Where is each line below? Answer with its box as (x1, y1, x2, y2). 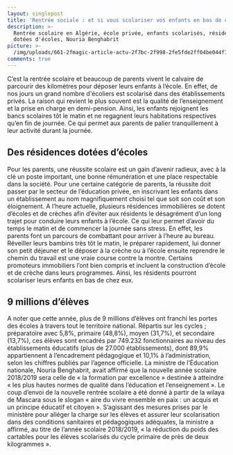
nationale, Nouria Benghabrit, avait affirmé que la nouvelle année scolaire (7, 366, 217, 374)
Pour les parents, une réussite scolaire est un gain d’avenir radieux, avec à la (7, 165, 226, 173)
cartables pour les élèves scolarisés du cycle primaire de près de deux (7, 433, 209, 441)
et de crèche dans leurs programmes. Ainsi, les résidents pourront (7, 269, 196, 277)
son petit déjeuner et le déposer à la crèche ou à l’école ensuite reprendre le (7, 246, 225, 255)
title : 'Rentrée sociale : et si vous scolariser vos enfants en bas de (7, 17, 222, 24)
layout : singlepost (7, 10, 64, 17)
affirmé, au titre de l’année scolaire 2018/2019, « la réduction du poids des (7, 425, 219, 433)
